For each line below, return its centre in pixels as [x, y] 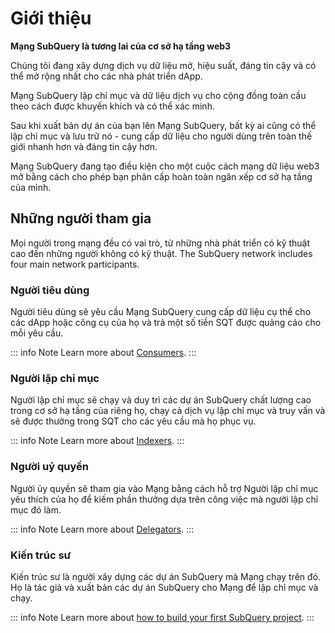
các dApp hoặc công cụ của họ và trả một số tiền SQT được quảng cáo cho [166, 323]
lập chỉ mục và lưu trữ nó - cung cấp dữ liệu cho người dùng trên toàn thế [161, 136]
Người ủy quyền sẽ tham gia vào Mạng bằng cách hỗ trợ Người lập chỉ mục [164, 488]
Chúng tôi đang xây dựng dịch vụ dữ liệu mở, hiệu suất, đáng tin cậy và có [163, 65]
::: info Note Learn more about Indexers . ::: [97, 441]
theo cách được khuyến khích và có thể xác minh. [112, 106]
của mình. [31, 187]
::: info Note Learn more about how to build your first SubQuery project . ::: [162, 617]
